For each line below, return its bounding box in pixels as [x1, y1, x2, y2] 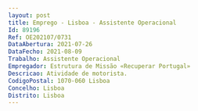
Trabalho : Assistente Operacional [8, 55, 121, 63]
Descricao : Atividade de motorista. [8, 70, 128, 77]
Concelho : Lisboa [8, 84, 65, 92]
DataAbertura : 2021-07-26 [8, 41, 92, 48]
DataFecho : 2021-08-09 [8, 48, 82, 55]
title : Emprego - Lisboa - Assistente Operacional [8, 19, 177, 27]
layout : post [8, 11, 51, 20]
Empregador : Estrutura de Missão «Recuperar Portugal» [8, 63, 191, 70]
